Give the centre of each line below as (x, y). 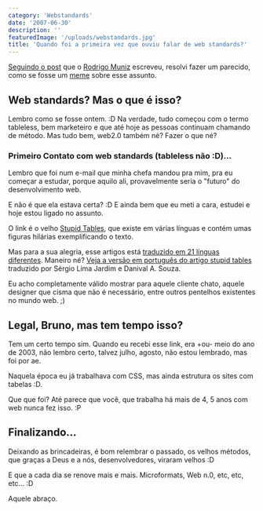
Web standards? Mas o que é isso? (95, 100)
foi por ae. (25, 361)
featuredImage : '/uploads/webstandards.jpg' (82, 37)
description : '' (35, 30)
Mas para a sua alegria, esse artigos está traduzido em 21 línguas (114, 252)
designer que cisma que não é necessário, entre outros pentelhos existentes (132, 292)
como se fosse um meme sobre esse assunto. (82, 75)
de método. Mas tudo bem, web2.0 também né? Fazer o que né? (113, 135)
